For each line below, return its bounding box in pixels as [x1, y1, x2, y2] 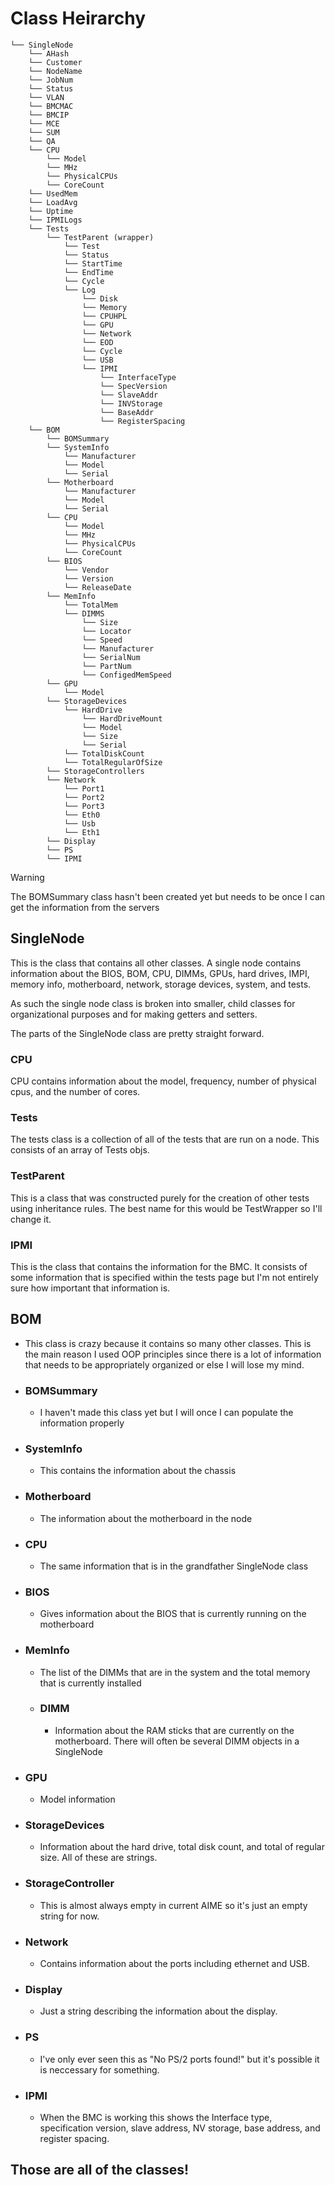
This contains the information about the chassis [39, 1465, 237, 1477]
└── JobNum [28, 75, 74, 85]
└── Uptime [28, 206, 74, 216]
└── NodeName [28, 66, 83, 76]
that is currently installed [39, 1677, 142, 1689]
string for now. [39, 1910, 100, 1922]
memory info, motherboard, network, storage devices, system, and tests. [10, 978, 312, 990]
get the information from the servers [10, 901, 160, 913]
